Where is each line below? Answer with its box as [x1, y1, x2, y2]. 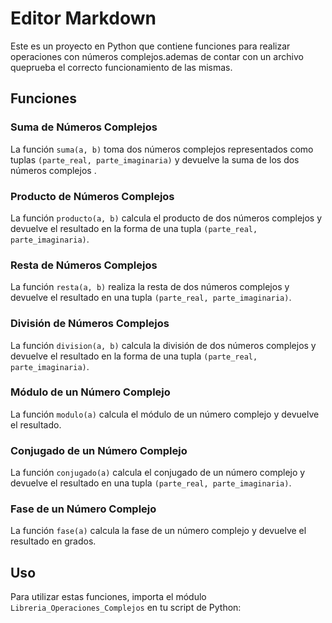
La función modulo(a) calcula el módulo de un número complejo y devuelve [10, 408, 320, 420]
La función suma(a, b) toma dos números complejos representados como [10, 143, 314, 155]
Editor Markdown [10, 7, 157, 30]
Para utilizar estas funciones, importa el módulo [10, 591, 207, 603]
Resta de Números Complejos [10, 258, 158, 272]
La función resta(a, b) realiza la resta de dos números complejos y [10, 281, 290, 293]
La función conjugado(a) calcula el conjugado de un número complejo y [10, 467, 306, 479]
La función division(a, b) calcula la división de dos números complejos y [10, 339, 317, 351]
